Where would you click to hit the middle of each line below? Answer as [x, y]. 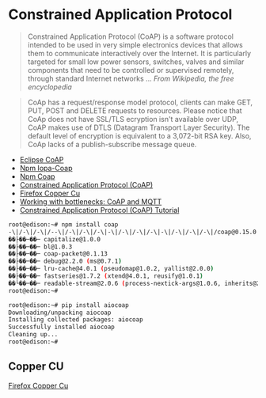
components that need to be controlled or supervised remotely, [131, 70]
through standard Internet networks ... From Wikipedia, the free [131, 78]
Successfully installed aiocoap [61, 327]
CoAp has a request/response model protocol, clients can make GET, [140, 102]
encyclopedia [50, 87]
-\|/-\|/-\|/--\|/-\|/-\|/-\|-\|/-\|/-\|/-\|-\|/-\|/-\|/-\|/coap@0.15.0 [133, 232]
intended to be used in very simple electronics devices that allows [135, 44]
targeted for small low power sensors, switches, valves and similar [136, 62]
